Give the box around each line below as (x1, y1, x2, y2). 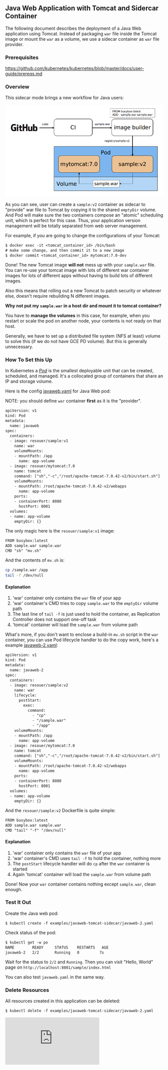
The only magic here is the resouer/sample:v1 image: (5, 528, 115, 534)
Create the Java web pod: (5, 910, 59, 916)
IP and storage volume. (5, 378, 53, 384)
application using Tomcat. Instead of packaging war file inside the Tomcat (5, 30, 157, 37)
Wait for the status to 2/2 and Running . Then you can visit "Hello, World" (5, 959, 153, 965)
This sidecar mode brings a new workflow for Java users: (5, 95, 124, 101)
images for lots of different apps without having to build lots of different (5, 273, 153, 279)
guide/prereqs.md (5, 71, 43, 77)
